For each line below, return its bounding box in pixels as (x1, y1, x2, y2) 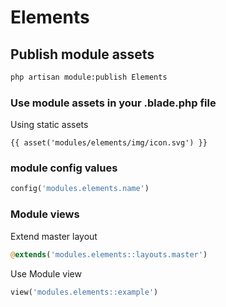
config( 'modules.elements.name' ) (10, 184, 150, 194)
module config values (10, 161, 118, 175)
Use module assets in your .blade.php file (10, 96, 217, 110)
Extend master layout (10, 230, 98, 242)
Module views (10, 207, 80, 221)
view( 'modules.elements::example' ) (10, 287, 159, 297)
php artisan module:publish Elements (10, 72, 168, 82)
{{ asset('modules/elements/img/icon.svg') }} (10, 138, 208, 148)
